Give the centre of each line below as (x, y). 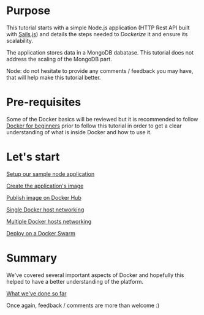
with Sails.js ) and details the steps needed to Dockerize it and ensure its (97, 34)
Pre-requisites (44, 102)
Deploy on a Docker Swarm (41, 233)
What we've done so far (36, 293)
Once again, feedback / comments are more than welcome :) (83, 305)
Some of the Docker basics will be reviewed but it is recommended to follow (102, 119)
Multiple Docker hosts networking (49, 221)
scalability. (20, 40)
